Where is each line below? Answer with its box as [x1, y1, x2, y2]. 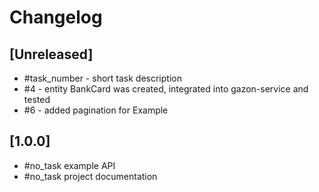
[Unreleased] [9, 46, 94, 63]
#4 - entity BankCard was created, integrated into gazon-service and [23, 83, 309, 95]
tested [23, 94, 51, 105]
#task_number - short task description [23, 72, 182, 84]
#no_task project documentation [23, 170, 158, 182]
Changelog [9, 6, 103, 29]
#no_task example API [23, 159, 116, 171]
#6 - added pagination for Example [23, 104, 169, 116]
